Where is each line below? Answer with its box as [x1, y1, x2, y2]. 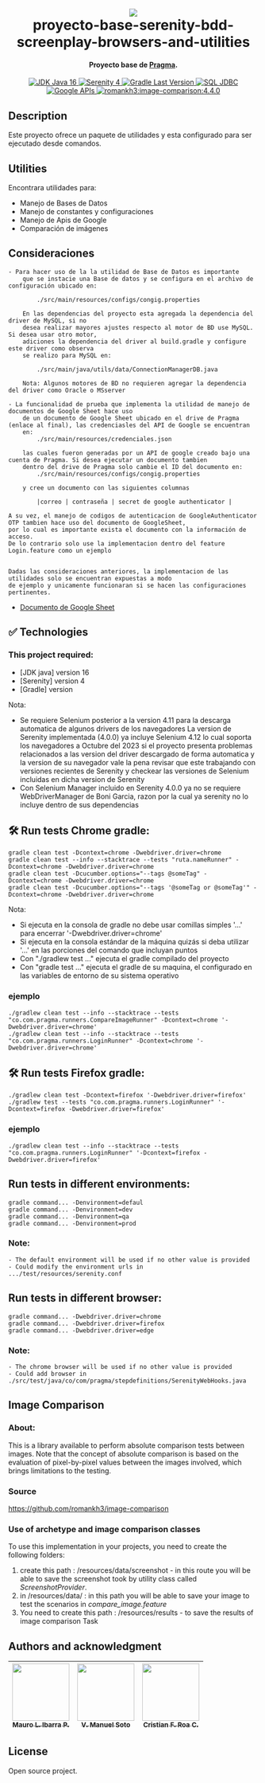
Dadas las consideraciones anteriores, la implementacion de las [8, 567, 229, 576]
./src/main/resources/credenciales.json [36, 435, 172, 443]
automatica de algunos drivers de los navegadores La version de [19, 724, 232, 733]
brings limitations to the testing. [8, 1465, 112, 1476]
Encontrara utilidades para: [8, 183, 97, 193]
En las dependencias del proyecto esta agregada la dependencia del [22, 310, 254, 318]
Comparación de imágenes [19, 224, 109, 233]
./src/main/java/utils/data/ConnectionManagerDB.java [36, 366, 218, 373]
